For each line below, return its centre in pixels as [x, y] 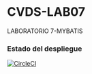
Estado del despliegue [45, 49]
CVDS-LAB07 [46, 12]
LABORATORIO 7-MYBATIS [45, 31]
